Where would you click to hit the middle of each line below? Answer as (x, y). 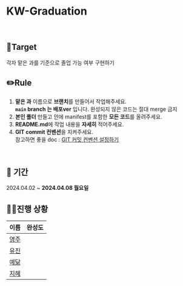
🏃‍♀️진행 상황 (27, 209)
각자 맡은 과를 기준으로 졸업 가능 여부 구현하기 (61, 63)
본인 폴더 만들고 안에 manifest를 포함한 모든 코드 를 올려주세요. (88, 116)
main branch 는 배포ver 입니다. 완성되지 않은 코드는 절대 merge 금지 (96, 109)
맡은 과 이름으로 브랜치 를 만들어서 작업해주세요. (71, 101)
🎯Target (22, 47)
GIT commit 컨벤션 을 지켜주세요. (54, 131)
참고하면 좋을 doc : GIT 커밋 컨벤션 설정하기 (67, 139)
